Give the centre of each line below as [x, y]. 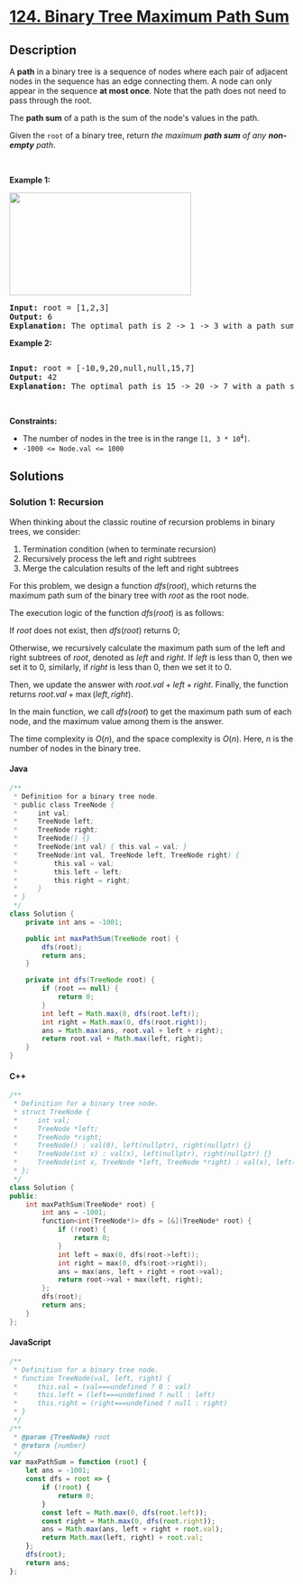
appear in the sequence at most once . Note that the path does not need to [148, 91]
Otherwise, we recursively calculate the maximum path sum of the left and [147, 648]
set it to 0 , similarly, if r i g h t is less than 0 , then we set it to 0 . [121, 666]
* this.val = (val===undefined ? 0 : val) [102, 1387]
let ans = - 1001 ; [58, 1471]
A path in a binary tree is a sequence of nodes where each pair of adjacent [149, 71]
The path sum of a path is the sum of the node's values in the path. [134, 118]
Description [43, 50]
